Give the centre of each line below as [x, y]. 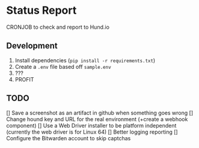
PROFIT [24, 79]
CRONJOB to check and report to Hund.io [58, 27]
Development [32, 46]
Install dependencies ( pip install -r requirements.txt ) [85, 60]
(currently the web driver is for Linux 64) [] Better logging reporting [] [92, 132]
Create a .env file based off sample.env [63, 67]
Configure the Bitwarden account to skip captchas [69, 138]
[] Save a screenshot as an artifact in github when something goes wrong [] [100, 113]
